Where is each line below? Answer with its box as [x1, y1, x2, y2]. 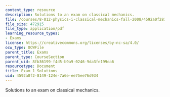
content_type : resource [5, 7, 56, 13]
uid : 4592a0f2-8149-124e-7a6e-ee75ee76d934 [5, 73, 99, 78]
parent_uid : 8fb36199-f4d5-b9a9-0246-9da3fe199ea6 [5, 59, 114, 64]
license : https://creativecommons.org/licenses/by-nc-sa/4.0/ [5, 40, 139, 45]
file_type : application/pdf [5, 26, 65, 31]
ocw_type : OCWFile [5, 45, 44, 50]
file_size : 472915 [5, 21, 44, 27]
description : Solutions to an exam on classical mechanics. [5, 12, 135, 17]
